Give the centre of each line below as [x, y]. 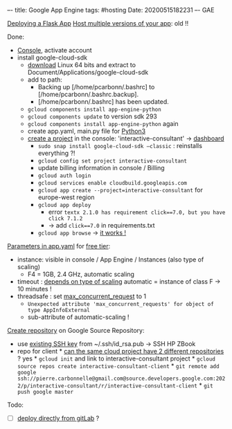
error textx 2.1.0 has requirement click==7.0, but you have [137, 212]
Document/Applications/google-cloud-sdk [88, 72]
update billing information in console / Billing [101, 168]
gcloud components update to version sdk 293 [92, 116]
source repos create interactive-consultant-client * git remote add [118, 366]
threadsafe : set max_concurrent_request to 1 [82, 296]
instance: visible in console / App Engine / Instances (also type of [110, 259]
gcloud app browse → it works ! [82, 232]
